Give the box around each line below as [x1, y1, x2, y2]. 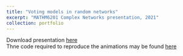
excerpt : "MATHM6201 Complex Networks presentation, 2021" [6, 14, 159, 20]
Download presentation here [6, 37, 78, 44]
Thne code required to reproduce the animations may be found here [6, 43, 177, 50]
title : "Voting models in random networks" [6, 8, 119, 15]
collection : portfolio [6, 20, 64, 26]
